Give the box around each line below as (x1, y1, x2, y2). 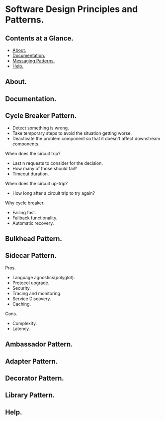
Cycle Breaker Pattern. (5, 111, 77, 120)
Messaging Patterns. (12, 58, 55, 63)
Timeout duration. (12, 171, 49, 177)
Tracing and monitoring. (12, 290, 62, 296)
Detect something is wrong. (12, 125, 69, 131)
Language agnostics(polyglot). (12, 274, 76, 280)
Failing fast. (12, 209, 36, 215)
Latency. (12, 326, 30, 332)
